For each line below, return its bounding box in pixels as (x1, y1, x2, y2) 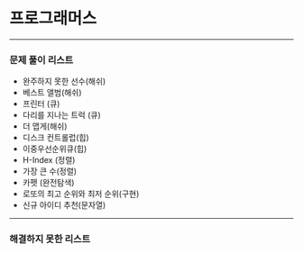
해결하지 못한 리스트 (9, 233, 91, 246)
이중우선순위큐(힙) (22, 143, 87, 154)
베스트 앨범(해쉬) (22, 87, 83, 98)
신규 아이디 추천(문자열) (22, 200, 106, 211)
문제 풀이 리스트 (9, 53, 74, 66)
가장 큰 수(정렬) (22, 166, 78, 176)
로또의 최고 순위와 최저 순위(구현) (22, 188, 140, 199)
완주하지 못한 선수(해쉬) (22, 76, 106, 86)
